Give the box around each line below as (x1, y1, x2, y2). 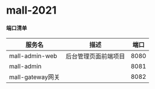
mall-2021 (6, 4, 57, 17)
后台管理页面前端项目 (65, 52, 125, 61)
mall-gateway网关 (9, 73, 60, 81)
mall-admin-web (9, 52, 57, 60)
